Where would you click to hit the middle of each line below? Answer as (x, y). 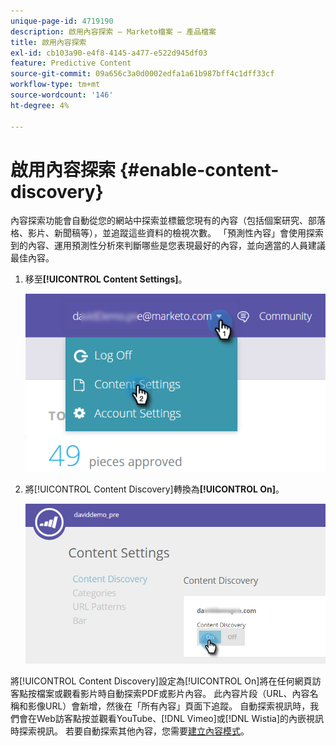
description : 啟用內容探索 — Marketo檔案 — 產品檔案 (113, 31)
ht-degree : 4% (40, 105)
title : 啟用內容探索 (48, 42)
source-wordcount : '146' (62, 95)
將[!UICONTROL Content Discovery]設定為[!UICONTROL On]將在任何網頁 (161, 681)
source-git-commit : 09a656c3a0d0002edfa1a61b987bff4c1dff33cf (142, 74)
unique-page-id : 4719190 (62, 21)
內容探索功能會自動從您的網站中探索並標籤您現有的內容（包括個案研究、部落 (168, 221)
